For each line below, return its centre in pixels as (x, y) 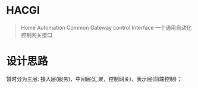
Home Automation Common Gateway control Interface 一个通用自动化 (106, 27)
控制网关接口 (36, 35)
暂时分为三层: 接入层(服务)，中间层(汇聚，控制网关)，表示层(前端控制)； (94, 78)
